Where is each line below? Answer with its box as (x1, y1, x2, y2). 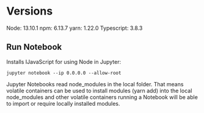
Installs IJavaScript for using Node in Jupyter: (6, 58, 121, 65)
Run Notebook (6, 42, 62, 52)
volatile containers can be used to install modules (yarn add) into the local (6, 87, 192, 94)
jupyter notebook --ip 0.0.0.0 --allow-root (6, 70, 122, 76)
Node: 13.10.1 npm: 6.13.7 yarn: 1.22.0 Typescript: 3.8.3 (6, 24, 143, 32)
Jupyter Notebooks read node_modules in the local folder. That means (6, 80, 184, 87)
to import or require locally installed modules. (6, 100, 120, 107)
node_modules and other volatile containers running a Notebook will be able (6, 93, 199, 101)
